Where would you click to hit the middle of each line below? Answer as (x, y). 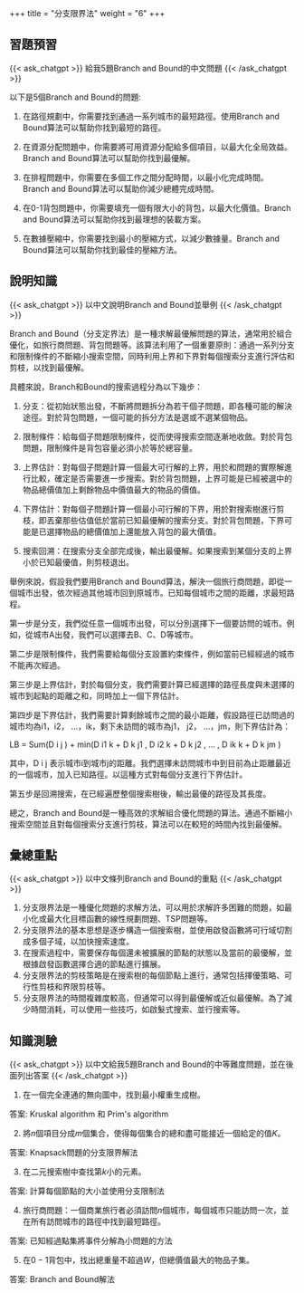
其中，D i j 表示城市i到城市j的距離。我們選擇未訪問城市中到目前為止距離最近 (150, 762)
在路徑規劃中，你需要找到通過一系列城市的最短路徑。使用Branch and (151, 116)
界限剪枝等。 (86, 987)
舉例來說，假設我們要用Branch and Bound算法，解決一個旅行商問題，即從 (147, 581)
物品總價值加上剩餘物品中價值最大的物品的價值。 (114, 489)
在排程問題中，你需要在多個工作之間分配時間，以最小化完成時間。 (145, 177)
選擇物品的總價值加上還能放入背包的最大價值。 (134, 532)
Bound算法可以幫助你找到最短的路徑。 (94, 127)
